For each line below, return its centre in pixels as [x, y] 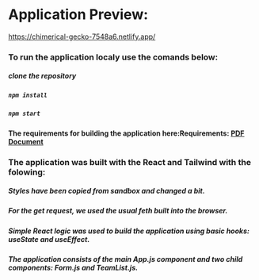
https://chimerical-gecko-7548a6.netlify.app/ [82, 36]
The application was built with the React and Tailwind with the [130, 162]
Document [26, 141]
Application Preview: [78, 15]
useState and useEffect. [49, 239]
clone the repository [42, 76]
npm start [25, 114]
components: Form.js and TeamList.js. [73, 268]
